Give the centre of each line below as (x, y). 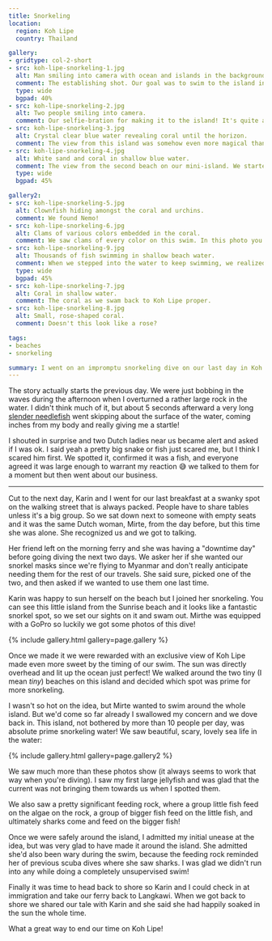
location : (25, 23)
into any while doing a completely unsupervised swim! (99, 871)
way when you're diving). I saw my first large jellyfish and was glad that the (134, 780)
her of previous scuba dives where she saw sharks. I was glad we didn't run (135, 863)
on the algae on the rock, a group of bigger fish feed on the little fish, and (131, 813)
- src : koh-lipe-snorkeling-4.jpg (67, 150)
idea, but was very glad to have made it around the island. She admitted (128, 846)
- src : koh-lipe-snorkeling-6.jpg (67, 226)
